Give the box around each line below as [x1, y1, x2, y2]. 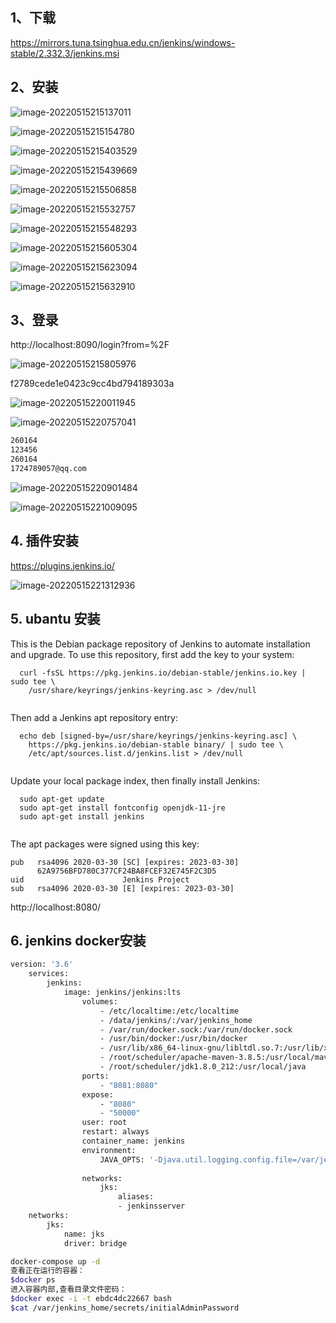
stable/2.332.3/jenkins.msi [10, 47, 120, 59]
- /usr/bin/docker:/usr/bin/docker [99, 1034, 248, 1044]
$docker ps [10, 1275, 56, 1285]
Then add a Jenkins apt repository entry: [10, 711, 178, 723]
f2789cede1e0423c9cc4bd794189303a [10, 378, 175, 390]
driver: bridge [63, 1238, 128, 1248]
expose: [81, 1089, 114, 1100]
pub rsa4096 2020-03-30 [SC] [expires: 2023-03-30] [10, 857, 240, 867]
